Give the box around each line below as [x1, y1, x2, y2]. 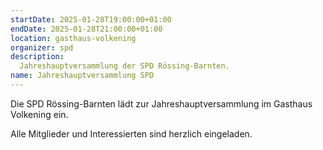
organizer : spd [10, 42, 74, 53]
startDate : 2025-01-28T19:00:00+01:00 [10, 14, 172, 25]
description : [10, 52, 65, 62]
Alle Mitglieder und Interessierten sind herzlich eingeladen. [10, 127, 253, 140]
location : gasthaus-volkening [10, 33, 137, 43]
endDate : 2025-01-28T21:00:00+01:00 [10, 24, 163, 34]
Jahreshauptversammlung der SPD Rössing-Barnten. [19, 61, 230, 71]
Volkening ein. [10, 108, 69, 120]
